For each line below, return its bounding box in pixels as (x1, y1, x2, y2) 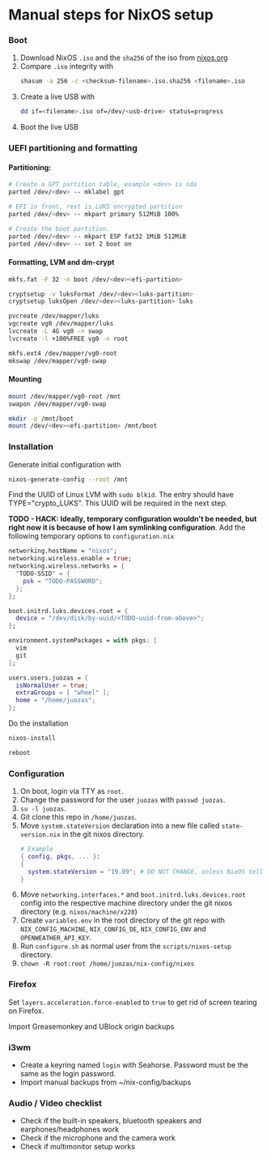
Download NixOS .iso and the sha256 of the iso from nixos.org (19, 53, 228, 62)
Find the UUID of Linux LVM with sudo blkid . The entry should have (8, 490, 235, 500)
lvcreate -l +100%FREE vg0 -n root (8, 334, 129, 343)
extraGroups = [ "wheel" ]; (15, 688, 111, 697)
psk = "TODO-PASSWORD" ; (23, 577, 104, 585)
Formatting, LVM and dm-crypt (8, 258, 115, 267)
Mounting (8, 374, 42, 384)
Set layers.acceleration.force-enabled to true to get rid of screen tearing (8, 997, 257, 1007)
